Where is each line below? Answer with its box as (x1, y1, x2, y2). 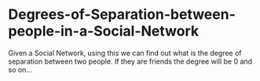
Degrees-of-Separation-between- (8, 6, 236, 24)
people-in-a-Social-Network (8, 22, 200, 40)
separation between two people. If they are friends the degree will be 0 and (8, 57, 253, 66)
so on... (8, 64, 33, 74)
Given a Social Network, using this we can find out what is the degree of (8, 48, 242, 57)
